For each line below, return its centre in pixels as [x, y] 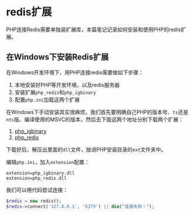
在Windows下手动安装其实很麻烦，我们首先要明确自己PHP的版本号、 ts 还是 [97, 112]
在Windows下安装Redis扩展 [57, 57]
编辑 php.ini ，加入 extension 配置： [48, 162]
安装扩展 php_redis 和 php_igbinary [55, 92]
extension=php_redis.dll [36, 178]
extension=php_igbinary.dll [41, 173]
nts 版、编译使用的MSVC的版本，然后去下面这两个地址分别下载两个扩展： [95, 119]
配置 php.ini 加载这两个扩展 [47, 99]
